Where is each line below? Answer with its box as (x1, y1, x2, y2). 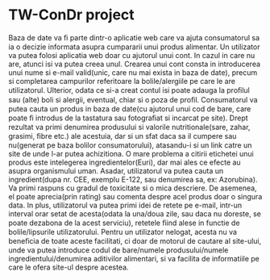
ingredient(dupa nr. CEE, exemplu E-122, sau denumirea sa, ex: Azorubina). (8, 174, 258, 184)
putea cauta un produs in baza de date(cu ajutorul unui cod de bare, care (8, 103, 251, 114)
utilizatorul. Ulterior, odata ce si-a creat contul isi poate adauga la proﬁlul (8, 85, 250, 94)
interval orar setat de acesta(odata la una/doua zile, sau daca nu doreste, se (8, 208, 262, 219)
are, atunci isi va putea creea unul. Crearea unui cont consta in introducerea (8, 59, 260, 69)
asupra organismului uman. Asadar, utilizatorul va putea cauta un (8, 165, 224, 175)
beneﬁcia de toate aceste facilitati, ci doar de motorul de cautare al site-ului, (8, 236, 262, 245)
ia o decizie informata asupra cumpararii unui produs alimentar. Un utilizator (8, 42, 260, 52)
